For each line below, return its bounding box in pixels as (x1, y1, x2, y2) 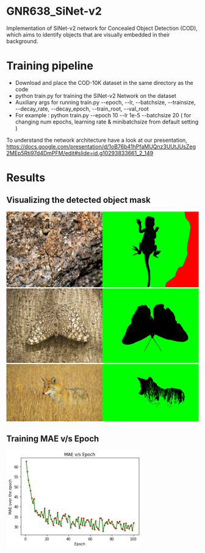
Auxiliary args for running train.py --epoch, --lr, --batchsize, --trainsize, (15, 98, 196, 106)
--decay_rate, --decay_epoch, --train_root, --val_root (15, 105, 149, 112)
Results (6, 171, 46, 185)
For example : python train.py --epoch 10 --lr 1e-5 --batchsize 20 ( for (15, 111, 192, 119)
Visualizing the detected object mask (6, 195, 151, 205)
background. (6, 37, 38, 45)
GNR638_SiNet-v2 (6, 4, 102, 18)
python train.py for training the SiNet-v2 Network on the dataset (15, 92, 177, 99)
